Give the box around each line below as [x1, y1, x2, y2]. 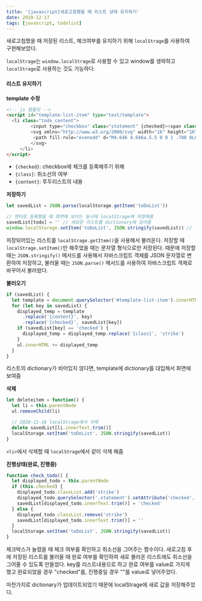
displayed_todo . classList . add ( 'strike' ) [17, 489, 120, 496]
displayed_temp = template [17, 308, 85, 314]
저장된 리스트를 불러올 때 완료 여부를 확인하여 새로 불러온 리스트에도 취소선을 [12, 553, 192, 561]
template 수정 [6, 95, 40, 102]
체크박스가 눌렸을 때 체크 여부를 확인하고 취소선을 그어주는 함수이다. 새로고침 [6, 546, 186, 553]
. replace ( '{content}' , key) [22, 314, 93, 320]
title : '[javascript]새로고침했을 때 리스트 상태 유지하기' [6, 8, 140, 15]
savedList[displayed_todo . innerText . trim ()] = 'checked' [17, 500, 163, 506]
